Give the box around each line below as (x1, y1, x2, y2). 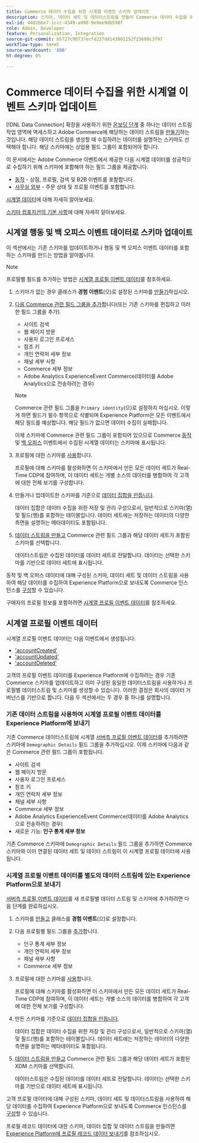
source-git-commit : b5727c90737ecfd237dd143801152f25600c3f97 (6, 36, 163, 42)
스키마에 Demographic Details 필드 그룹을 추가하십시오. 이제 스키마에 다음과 (6, 741, 183, 748)
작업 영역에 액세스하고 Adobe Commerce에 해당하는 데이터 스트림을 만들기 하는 (6, 128, 190, 135)
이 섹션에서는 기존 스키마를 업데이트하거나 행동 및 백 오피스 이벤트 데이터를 (6, 244, 179, 251)
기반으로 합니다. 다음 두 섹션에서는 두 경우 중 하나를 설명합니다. (26, 694, 172, 701)
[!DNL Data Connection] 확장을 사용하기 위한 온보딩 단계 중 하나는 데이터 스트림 (6, 121, 192, 128)
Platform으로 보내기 (6, 880, 61, 889)
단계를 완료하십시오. (12, 902, 59, 909)
